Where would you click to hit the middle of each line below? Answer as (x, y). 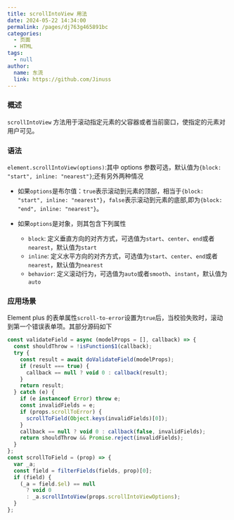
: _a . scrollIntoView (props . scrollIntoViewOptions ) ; (103, 497)
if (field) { (33, 477)
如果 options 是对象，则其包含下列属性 (72, 223)
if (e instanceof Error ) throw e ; (70, 399)
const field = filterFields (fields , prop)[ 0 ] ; (83, 471)
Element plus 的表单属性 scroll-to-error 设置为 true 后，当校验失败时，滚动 (115, 318)
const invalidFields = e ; (58, 405)
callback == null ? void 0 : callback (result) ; (97, 373)
